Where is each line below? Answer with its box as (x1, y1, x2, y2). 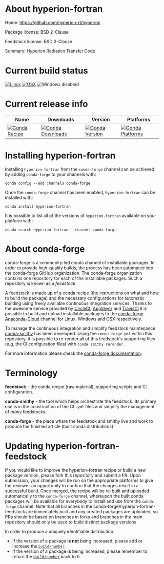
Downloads (47, 116, 75, 123)
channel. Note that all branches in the (17, 503, 93, 509)
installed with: (5, 195, 33, 200)
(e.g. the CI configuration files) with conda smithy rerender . (5, 341, 124, 347)
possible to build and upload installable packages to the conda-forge (5, 310, 143, 316)
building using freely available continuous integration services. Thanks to (5, 300, 152, 306)
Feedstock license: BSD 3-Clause (5, 38, 72, 44)
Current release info (5, 99, 88, 109)
